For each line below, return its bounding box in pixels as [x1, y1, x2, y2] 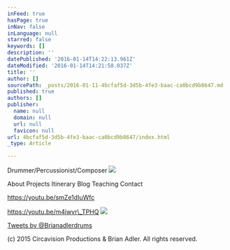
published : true [7, 88, 55, 95]
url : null [13, 120, 42, 128]
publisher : [7, 101, 39, 108]
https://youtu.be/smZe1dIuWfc [7, 193, 95, 202]
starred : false [7, 36, 52, 43]
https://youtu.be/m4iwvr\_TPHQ [7, 207, 99, 216]
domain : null [13, 114, 52, 121]
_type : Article [7, 140, 52, 147]
